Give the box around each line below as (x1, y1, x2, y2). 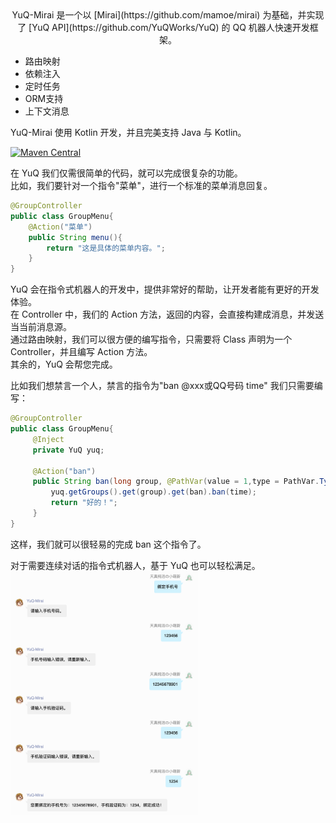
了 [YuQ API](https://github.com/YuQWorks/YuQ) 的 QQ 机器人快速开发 (17, 22, 310, 33)
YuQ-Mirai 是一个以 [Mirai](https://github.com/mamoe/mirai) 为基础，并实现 (11, 9, 325, 21)
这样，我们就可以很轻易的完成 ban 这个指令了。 (10, 538, 207, 550)
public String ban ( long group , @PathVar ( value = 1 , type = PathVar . (32, 477, 320, 487)
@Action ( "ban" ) (32, 466, 97, 476)
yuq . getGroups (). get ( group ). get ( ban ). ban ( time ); (50, 487, 257, 497)
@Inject (32, 434, 65, 444)
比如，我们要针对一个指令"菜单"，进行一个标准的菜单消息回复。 (10, 180, 273, 191)
